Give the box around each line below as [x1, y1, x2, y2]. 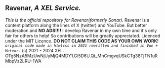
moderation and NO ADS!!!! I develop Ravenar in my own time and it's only [5, 27, 157, 34]
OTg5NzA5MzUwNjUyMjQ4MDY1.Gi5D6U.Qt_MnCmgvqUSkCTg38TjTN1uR [5, 53, 158, 59]
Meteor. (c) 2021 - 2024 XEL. [5, 47, 64, 53]
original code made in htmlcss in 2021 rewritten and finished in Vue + [5, 43, 158, 48]
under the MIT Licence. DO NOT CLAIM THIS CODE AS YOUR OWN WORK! [5, 38, 159, 44]
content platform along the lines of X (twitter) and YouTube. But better [5, 22, 147, 28]
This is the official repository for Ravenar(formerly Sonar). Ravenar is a [5, 17, 150, 23]
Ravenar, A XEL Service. [5, 4, 82, 12]
